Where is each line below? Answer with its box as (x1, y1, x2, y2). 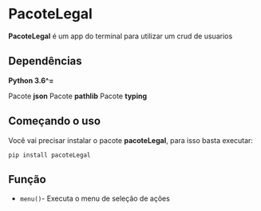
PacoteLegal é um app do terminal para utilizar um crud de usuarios (8, 31, 233, 41)
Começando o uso (8, 114, 101, 128)
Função (8, 173, 46, 186)
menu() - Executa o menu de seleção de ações (19, 193, 170, 204)
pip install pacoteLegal (8, 151, 91, 159)
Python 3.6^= (8, 75, 54, 85)
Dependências (8, 54, 82, 68)
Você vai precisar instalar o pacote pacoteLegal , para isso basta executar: (8, 135, 254, 145)
